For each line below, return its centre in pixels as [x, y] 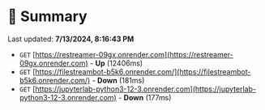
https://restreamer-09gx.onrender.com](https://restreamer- [135, 54]
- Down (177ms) [145, 97]
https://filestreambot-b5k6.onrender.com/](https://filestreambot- [143, 71]
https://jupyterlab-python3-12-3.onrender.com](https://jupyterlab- [146, 89]
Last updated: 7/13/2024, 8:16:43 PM [71, 39]
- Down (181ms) [118, 80]
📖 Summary [47, 17]
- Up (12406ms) [116, 63]
